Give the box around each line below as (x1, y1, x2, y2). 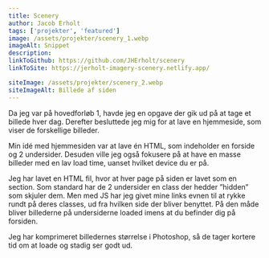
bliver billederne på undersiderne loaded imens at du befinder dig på (8, 207, 236, 217)
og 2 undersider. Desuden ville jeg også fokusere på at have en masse (8, 149, 241, 159)
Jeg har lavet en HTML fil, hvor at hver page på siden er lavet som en (8, 174, 237, 183)
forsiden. (8, 216, 39, 226)
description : (8, 49, 52, 57)
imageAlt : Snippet (8, 42, 70, 50)
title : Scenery (8, 11, 59, 20)
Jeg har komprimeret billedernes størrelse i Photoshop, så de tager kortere (8, 231, 256, 241)
